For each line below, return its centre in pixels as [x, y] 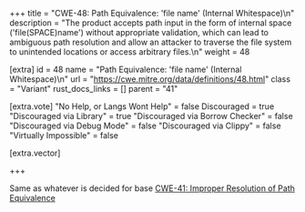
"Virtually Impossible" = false [64, 135]
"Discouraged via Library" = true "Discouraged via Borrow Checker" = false [151, 116]
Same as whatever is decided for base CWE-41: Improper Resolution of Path [152, 188]
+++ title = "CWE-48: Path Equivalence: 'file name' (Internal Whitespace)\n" [152, 13]
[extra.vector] [35, 153]
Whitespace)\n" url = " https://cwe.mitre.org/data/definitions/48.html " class [150, 79]
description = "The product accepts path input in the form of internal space [151, 23]
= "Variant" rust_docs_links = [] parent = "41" [94, 89]
